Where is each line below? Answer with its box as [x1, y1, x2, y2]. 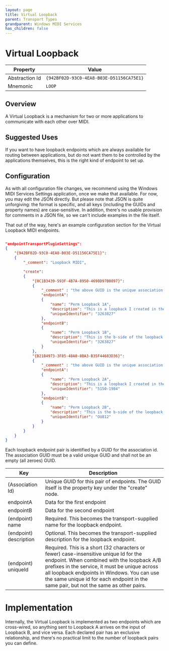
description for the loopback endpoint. [45, 536, 136, 543]
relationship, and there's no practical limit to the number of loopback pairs [5, 635, 158, 641]
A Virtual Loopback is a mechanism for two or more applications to [5, 113, 143, 119]
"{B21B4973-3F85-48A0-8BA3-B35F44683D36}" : [32, 353, 125, 358]
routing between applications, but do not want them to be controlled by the [5, 152, 161, 158]
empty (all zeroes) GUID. [5, 458, 56, 464]
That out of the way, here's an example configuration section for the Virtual [5, 222, 161, 228]
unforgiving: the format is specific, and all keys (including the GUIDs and [5, 201, 155, 207]
